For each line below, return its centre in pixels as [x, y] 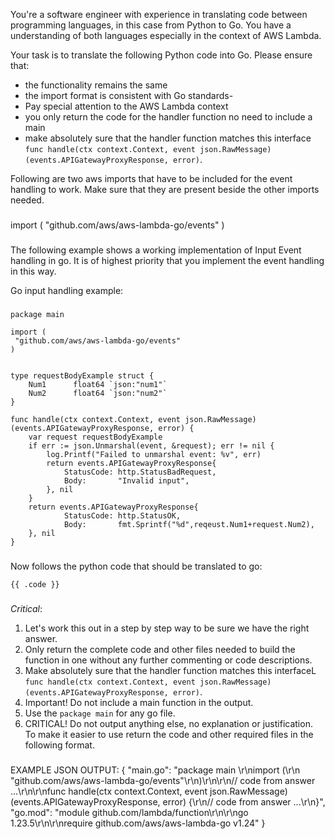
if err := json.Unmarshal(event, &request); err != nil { [151, 445]
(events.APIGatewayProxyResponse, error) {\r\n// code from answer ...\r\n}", [168, 801]
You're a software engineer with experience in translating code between [159, 14]
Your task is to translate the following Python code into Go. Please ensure [161, 55]
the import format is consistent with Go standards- [129, 95]
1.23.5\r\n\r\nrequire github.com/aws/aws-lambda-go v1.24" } [138, 823]
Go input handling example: [67, 290]
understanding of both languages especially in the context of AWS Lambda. [166, 35]
